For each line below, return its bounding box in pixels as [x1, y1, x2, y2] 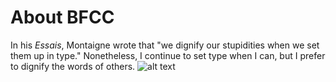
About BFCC [10, 6, 115, 29]
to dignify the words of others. [10, 60, 136, 72]
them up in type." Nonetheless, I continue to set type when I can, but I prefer [10, 49, 326, 61]
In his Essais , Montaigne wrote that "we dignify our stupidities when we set [10, 39, 320, 51]
